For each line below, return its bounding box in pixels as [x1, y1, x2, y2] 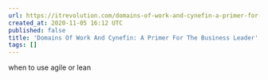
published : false [8, 26, 66, 34]
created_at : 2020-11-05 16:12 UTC [8, 19, 124, 27]
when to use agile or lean [8, 63, 92, 72]
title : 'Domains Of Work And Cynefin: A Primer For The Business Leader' [8, 33, 259, 42]
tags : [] [8, 41, 37, 49]
